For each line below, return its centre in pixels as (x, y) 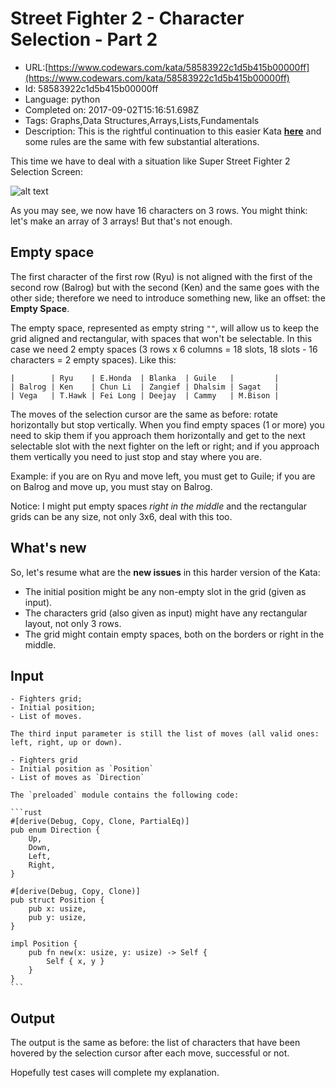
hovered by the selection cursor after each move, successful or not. (150, 1053)
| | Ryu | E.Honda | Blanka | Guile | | (145, 378)
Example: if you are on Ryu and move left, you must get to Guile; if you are (163, 476)
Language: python (62, 99)
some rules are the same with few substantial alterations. (142, 141)
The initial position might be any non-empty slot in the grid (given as (165, 591)
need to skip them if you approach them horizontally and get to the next (158, 435)
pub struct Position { (57, 900)
